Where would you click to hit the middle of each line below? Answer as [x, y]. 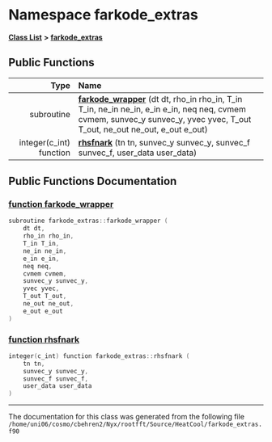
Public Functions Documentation [93, 181]
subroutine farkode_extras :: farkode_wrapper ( [88, 221]
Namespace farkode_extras [103, 15]
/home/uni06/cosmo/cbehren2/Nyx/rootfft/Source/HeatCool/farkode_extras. [136, 425]
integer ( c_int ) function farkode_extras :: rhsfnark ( [99, 356]
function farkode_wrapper [61, 204]
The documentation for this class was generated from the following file [127, 417]
